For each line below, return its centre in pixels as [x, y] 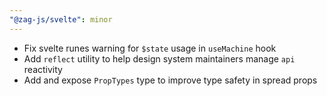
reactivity [43, 69]
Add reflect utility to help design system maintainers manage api [159, 58]
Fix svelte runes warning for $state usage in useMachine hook [150, 48]
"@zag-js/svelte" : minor [61, 19]
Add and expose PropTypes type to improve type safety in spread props [170, 80]
